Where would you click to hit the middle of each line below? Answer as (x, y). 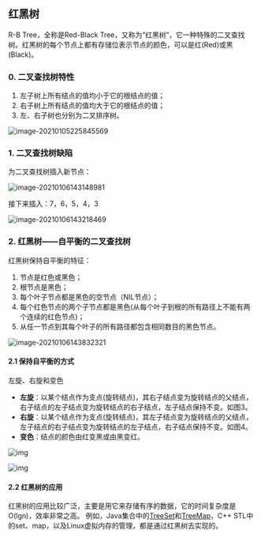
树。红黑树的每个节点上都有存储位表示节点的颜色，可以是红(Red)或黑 (121, 44)
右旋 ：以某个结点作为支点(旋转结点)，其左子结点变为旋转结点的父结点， (136, 416)
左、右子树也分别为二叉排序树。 (71, 115)
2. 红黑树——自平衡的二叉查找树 (70, 242)
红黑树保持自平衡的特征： (50, 260)
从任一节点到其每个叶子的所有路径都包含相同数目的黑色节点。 (120, 326)
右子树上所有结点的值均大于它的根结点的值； (92, 106)
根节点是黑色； (44, 287)
